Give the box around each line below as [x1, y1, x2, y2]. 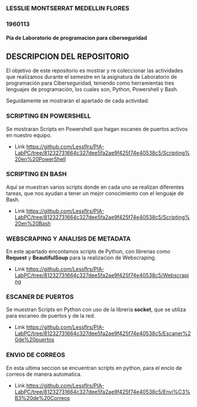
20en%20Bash [14, 219, 51, 227]
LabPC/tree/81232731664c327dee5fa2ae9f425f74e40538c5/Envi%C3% [14, 388, 191, 395]
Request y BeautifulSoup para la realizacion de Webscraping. [6, 254, 157, 261]
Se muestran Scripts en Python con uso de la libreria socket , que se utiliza [6, 306, 186, 313]
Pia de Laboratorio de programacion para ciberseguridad [6, 34, 148, 42]
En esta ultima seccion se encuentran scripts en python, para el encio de [6, 364, 182, 371]
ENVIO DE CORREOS [6, 351, 66, 359]
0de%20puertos [14, 336, 55, 343]
